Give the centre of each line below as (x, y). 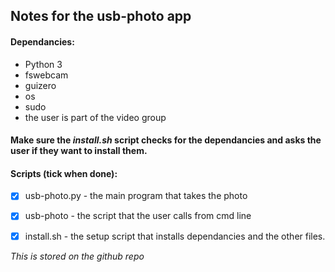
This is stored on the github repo (77, 256)
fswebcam (46, 75)
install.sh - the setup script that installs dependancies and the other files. (175, 236)
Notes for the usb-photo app (101, 16)
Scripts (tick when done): (64, 173)
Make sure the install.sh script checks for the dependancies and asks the (166, 140)
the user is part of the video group (95, 117)
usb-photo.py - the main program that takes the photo (136, 196)
